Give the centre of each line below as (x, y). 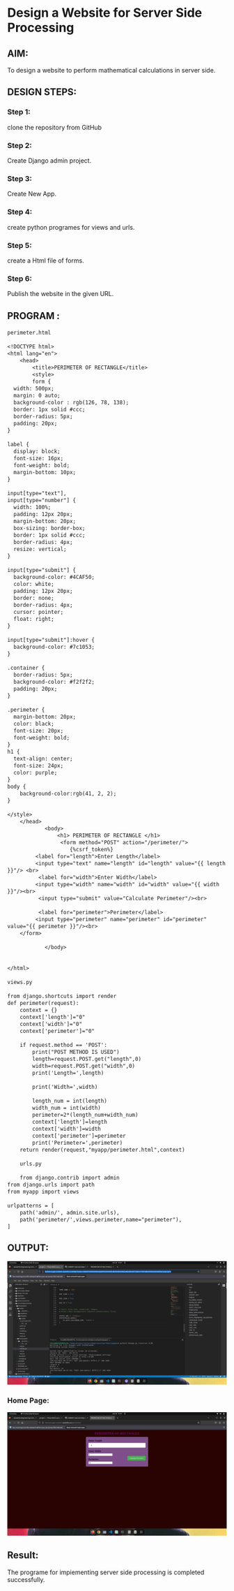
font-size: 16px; (39, 458)
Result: (23, 1555)
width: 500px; (34, 388)
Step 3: (20, 178)
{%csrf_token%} (91, 849)
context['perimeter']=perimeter (79, 1136)
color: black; (34, 724)
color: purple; (36, 772)
